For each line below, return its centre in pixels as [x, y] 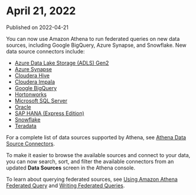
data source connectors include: [45, 51]
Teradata [25, 126]
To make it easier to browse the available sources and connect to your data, [98, 155]
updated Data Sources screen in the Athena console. [71, 168]
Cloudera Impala [35, 82]
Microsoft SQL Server [41, 100]
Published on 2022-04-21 [37, 27]
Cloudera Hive [32, 75]
